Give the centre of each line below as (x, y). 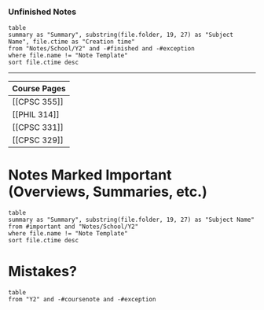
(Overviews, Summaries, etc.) (108, 192)
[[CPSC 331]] (38, 127)
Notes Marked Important (90, 175)
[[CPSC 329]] (38, 140)
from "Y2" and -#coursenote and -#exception (82, 300)
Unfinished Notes (42, 12)
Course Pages (39, 89)
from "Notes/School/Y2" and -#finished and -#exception (101, 49)
